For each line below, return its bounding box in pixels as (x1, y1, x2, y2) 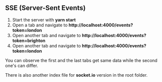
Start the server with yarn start (12, 17, 76, 22)
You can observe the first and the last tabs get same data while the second (5, 57, 158, 63)
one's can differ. (5, 62, 39, 68)
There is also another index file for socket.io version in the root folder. (5, 72, 148, 78)
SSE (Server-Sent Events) (5, 4, 86, 12)
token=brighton (12, 38, 45, 43)
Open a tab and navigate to (12, 22, 68, 28)
